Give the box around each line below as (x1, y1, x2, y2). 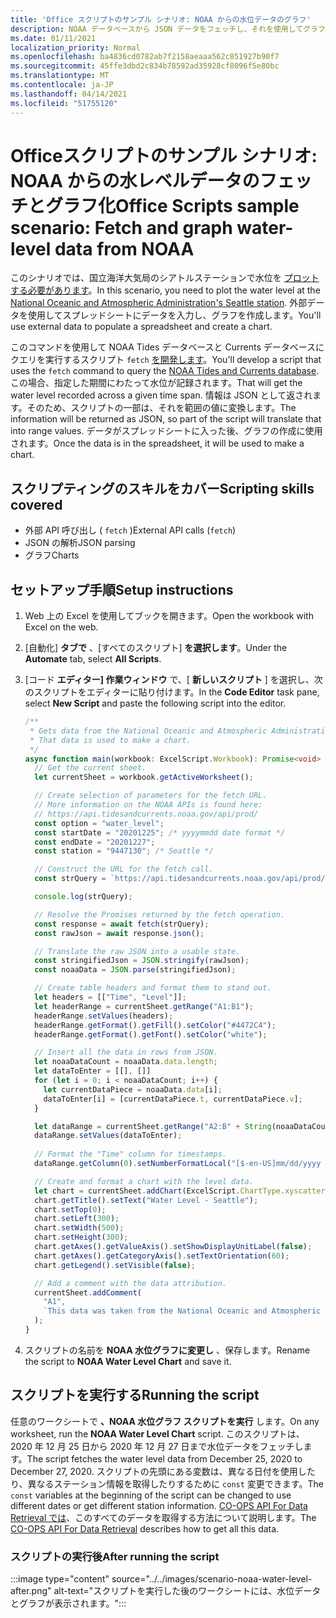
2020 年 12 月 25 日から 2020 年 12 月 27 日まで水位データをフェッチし (10, 1440, 304, 1452)
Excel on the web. (24, 621, 99, 633)
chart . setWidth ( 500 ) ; (34, 1223, 125, 1233)
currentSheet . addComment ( (34, 1287, 142, 1298)
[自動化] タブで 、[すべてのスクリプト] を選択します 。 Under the (24, 642, 288, 654)
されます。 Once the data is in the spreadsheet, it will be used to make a (10, 437, 305, 450)
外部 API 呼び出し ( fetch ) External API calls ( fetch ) (24, 524, 237, 536)
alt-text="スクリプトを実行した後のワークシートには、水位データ (53, 1585, 322, 1597)
